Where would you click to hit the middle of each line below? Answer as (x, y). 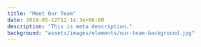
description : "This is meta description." (70, 26)
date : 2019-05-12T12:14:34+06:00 (56, 20)
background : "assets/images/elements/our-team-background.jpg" (101, 33)
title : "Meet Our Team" (42, 13)
